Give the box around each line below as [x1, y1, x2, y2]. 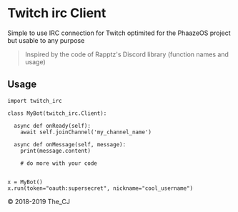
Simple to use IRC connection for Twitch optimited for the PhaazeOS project [7, 29, 231, 37]
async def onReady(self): [14, 122, 91, 129]
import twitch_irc [7, 97, 62, 104]
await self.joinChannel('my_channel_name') [20, 128, 152, 136]
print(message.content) [20, 147, 91, 154]
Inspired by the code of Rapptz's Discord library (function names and [24, 50, 229, 59]
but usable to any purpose [7, 36, 85, 44]
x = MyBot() [7, 178, 43, 186]
